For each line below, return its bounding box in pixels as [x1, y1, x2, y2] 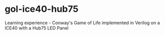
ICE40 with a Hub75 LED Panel [5, 25, 69, 31]
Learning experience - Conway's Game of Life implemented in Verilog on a [5, 20, 160, 26]
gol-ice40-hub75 [5, 3, 79, 15]
